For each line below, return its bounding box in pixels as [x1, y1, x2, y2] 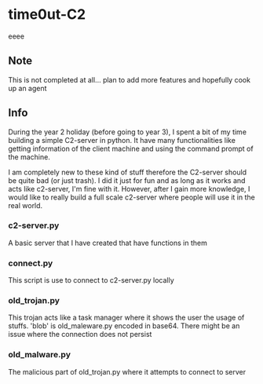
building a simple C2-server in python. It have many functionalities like [8, 135, 236, 144]
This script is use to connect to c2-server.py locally [8, 276, 174, 285]
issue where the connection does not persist [8, 330, 152, 339]
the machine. [8, 152, 51, 162]
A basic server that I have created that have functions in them [8, 238, 208, 247]
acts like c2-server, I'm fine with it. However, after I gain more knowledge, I [8, 184, 250, 193]
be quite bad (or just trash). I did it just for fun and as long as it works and [8, 175, 246, 185]
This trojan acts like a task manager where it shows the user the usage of [8, 313, 245, 323]
